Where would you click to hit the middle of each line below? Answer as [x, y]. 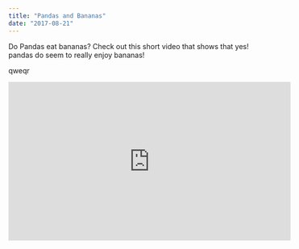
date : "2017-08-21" [41, 23]
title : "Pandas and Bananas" [57, 16]
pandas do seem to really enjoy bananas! [77, 55]
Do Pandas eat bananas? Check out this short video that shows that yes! [129, 46]
